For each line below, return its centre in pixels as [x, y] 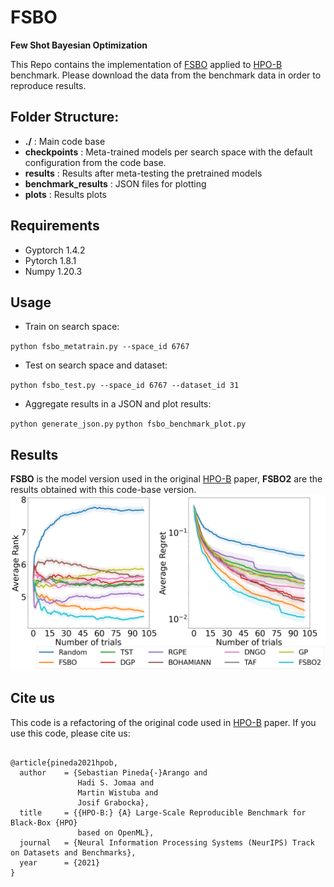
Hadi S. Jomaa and [116, 782]
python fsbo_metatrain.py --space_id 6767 [100, 347]
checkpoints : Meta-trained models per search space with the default [168, 152]
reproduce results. [48, 85]
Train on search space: [72, 327]
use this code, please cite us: [70, 733]
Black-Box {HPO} [44, 822]
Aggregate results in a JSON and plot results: [118, 404]
